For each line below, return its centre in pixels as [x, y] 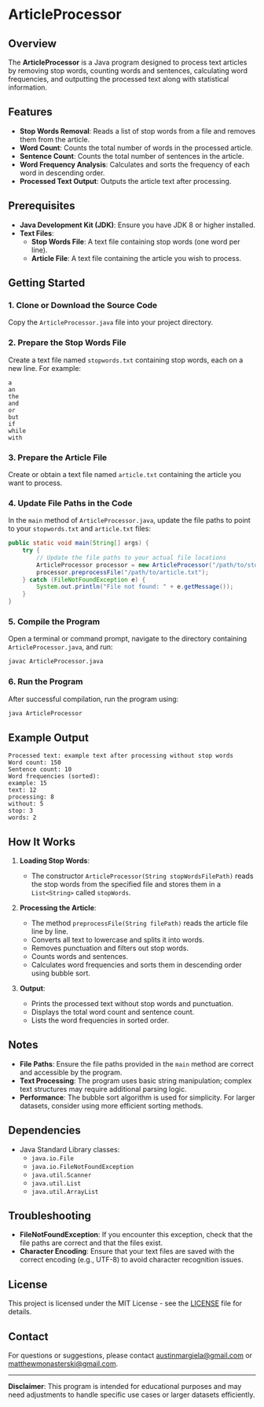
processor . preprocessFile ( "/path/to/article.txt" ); [123, 572]
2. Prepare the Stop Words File [68, 343]
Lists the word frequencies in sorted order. [100, 1020]
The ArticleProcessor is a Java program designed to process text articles [128, 62]
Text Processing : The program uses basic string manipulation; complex [136, 1080]
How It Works [42, 841]
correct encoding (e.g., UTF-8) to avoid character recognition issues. [131, 1260]
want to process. [35, 483]
